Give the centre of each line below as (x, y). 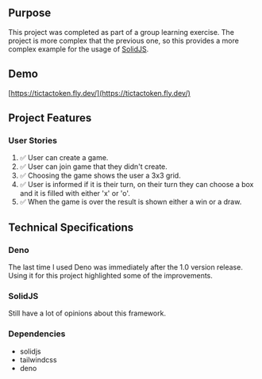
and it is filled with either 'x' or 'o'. (75, 193)
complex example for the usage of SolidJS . (79, 49)
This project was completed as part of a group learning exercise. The (121, 32)
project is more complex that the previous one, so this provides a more (124, 40)
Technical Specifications (71, 227)
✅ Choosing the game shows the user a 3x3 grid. (100, 176)
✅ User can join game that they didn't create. (94, 167)
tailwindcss (38, 359)
